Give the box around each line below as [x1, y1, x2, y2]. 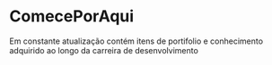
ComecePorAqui [9, 6, 135, 27]
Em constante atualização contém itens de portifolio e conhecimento [9, 36, 263, 46]
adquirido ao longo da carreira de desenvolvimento [9, 45, 199, 55]
